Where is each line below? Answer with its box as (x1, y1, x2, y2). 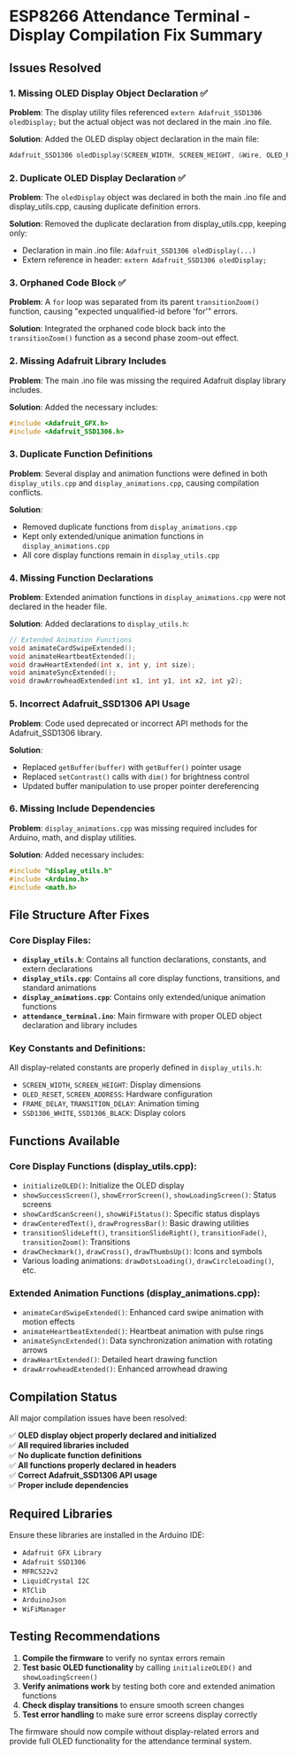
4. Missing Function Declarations (9, 572, 154, 584)
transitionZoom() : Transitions (21, 1236, 131, 1247)
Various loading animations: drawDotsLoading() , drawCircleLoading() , (21, 1256, 275, 1267)
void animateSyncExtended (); (9, 668, 117, 677)
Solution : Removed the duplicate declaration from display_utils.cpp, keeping (9, 219, 287, 230)
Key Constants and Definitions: (9, 1042, 146, 1055)
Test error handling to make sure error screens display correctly (21, 1709, 258, 1720)
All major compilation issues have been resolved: (9, 1413, 187, 1423)
